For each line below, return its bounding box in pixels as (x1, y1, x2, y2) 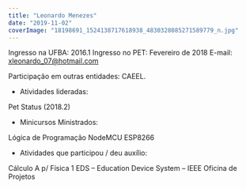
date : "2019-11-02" (8, 19, 73, 27)
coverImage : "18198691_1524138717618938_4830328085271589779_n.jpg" (8, 26, 239, 34)
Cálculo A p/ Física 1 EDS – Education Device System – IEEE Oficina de (8, 164, 237, 173)
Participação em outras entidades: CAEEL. (8, 72, 146, 81)
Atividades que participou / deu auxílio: (19, 148, 148, 158)
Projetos (8, 172, 36, 182)
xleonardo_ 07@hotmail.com (8, 56, 99, 66)
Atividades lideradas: (19, 87, 89, 96)
